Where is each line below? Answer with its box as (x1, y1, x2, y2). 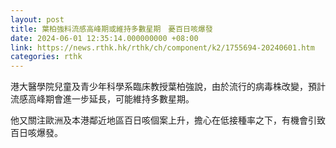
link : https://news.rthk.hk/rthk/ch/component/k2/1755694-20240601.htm (10, 42, 315, 53)
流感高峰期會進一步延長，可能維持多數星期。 (10, 93, 195, 105)
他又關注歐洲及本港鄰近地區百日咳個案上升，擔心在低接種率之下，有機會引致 (10, 114, 326, 126)
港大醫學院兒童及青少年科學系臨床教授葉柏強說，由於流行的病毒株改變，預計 (10, 81, 326, 93)
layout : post (10, 14, 65, 25)
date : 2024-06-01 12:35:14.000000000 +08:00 (10, 33, 199, 43)
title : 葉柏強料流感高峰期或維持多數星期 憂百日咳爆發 (10, 24, 213, 34)
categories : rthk (10, 52, 83, 62)
